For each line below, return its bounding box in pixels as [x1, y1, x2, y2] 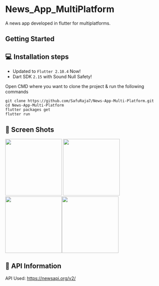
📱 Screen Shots [5, 125, 54, 134]
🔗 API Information [5, 262, 62, 270]
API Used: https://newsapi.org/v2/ [5, 275, 76, 281]
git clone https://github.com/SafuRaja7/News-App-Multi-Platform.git [5, 99, 154, 104]
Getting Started [5, 35, 55, 43]
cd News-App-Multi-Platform [5, 103, 64, 108]
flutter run [5, 112, 30, 117]
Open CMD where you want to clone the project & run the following [5, 83, 144, 89]
